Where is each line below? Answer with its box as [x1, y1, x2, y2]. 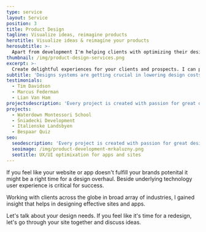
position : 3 [6, 20, 37, 26]
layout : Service [6, 15, 48, 21]
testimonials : [6, 77, 43, 83]
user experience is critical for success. [6, 182, 104, 189]
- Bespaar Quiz [12, 129, 51, 135]
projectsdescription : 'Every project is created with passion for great [6, 100, 196, 106]
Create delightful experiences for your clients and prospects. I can [12, 66, 196, 72]
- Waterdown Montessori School [12, 112, 92, 118]
